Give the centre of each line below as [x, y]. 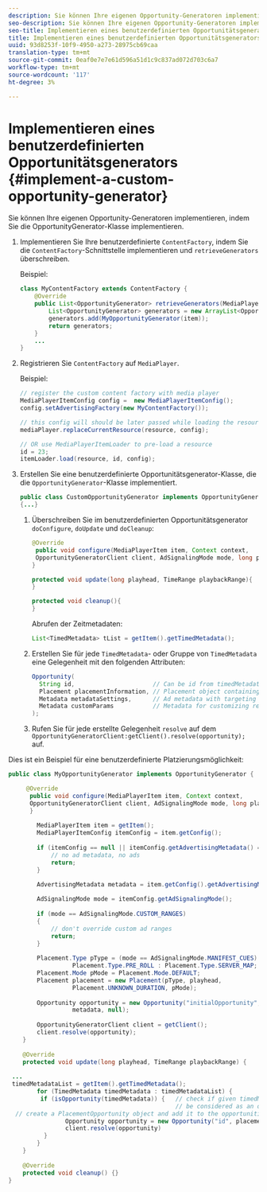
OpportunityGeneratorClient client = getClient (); [122, 1025]
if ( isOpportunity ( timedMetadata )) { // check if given [138, 1099]
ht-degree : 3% [32, 82]
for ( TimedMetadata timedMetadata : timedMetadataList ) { [135, 1092]
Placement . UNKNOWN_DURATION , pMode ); [134, 987]
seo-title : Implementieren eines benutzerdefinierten [99, 30]
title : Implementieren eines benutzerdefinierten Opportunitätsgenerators [135, 38]
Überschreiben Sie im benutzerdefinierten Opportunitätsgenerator [140, 520]
